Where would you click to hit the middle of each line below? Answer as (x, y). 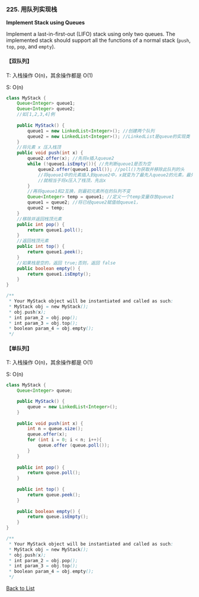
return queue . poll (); (54, 473)
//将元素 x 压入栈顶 (39, 147)
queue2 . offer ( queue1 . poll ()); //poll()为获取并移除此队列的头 (111, 169)
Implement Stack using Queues (46, 22)
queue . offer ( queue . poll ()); (74, 446)
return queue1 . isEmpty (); (60, 274)
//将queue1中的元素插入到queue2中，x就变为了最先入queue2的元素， (112, 175)
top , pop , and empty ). (31, 47)
